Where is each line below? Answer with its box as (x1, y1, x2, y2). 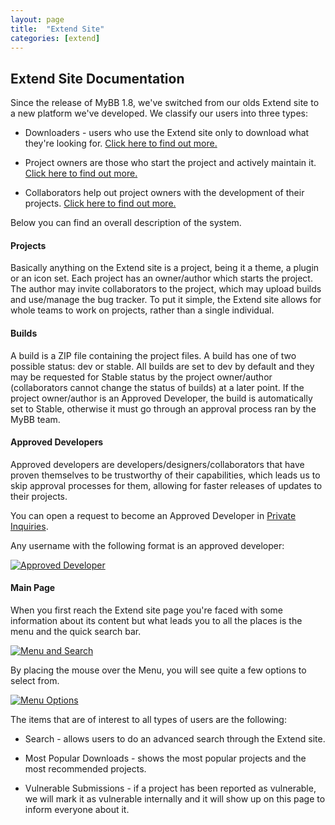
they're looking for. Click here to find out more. (24, 137, 218, 150)
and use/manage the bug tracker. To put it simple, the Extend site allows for (10, 294, 322, 306)
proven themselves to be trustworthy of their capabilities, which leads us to (10, 469, 321, 481)
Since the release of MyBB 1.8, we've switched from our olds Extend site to (10, 97, 320, 109)
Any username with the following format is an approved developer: (10, 539, 285, 551)
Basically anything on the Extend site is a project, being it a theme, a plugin (10, 262, 320, 274)
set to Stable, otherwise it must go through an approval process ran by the (10, 402, 317, 415)
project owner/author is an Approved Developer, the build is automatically (10, 392, 313, 404)
